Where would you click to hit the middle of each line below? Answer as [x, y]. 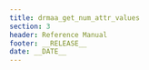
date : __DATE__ [38, 52]
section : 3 [30, 26]
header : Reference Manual [58, 35]
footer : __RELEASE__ [49, 43]
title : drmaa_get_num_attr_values [75, 18]
